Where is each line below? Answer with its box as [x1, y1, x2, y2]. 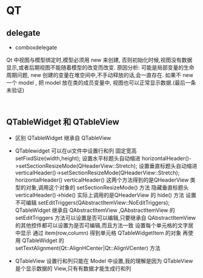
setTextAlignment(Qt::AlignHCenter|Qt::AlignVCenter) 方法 [15, 244, 161, 251]
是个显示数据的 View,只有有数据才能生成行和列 [15, 265, 131, 272]
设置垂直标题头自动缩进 [138, 162, 198, 170]
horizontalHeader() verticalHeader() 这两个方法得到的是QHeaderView [15, 176, 189, 184]
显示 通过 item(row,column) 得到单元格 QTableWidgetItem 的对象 [20, 229, 182, 236]
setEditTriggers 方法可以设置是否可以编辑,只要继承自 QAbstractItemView [15, 214, 196, 221]
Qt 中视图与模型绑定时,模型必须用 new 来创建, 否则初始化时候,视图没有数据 [6, 56, 193, 64]
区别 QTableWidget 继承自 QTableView [15, 134, 111, 141]
